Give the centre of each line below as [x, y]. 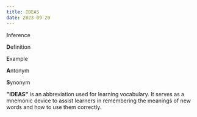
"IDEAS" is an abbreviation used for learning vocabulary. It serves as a [95, 94]
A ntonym [18, 70]
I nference [18, 35]
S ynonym [18, 82]
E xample [17, 58]
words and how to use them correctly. [54, 107]
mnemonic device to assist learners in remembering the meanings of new [99, 101]
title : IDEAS [23, 12]
